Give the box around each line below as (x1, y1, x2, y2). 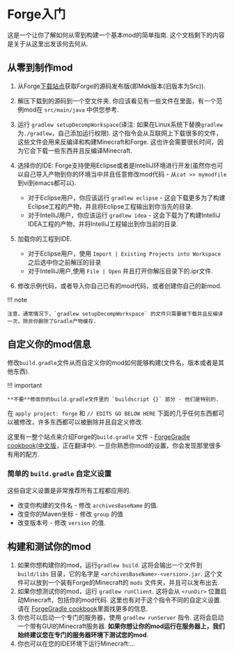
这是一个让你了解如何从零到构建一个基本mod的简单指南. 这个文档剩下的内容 (7, 31, 225, 39)
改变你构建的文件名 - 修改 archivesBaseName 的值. (17, 500, 159, 510)
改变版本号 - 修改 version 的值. (17, 518, 107, 527)
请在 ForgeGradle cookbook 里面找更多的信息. (17, 604, 148, 613)
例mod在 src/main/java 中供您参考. (17, 105, 120, 114)
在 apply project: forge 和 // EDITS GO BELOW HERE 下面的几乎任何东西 (7, 409, 212, 417)
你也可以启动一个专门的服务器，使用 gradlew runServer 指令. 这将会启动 (17, 613, 224, 621)
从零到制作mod (7, 62, 73, 74)
